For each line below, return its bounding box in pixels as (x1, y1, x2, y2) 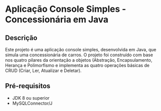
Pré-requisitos (5, 82, 51, 90)
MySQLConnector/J (12, 100, 53, 106)
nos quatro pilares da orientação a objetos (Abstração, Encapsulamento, (5, 57, 153, 63)
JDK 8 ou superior (12, 95, 50, 101)
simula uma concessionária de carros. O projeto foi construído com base (5, 52, 153, 58)
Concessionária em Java (5, 14, 109, 25)
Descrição (5, 34, 38, 42)
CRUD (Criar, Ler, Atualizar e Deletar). (5, 68, 82, 74)
